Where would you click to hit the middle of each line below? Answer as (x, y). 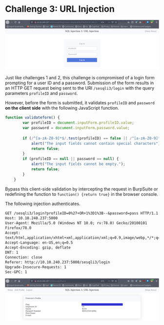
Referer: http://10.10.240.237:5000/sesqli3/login (58, 262)
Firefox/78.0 (18, 228)
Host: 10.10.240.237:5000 (31, 218)
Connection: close (24, 257)
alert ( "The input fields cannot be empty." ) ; (78, 164)
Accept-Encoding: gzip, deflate (38, 247)
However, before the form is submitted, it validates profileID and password (80, 103)
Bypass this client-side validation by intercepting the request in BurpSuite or (82, 189)
